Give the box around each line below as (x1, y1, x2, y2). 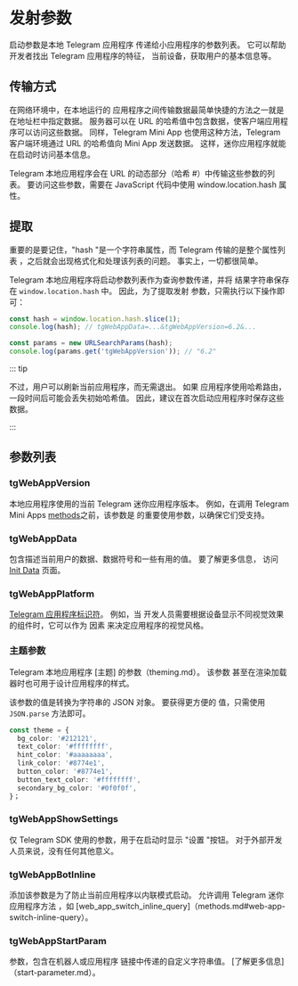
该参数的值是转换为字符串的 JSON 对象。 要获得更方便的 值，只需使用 (9, 696, 265, 707)
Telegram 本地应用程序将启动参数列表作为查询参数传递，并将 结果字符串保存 (9, 274, 290, 285)
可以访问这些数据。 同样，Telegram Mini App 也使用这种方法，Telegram (16, 127, 281, 137)
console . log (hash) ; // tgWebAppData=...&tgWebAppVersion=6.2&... (9, 323, 256, 332)
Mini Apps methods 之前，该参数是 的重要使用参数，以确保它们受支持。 (9, 509, 270, 520)
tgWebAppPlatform (9, 587, 95, 600)
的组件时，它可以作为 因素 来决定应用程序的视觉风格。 (9, 620, 209, 631)
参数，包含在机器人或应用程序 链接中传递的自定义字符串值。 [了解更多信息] (9, 956, 285, 967)
